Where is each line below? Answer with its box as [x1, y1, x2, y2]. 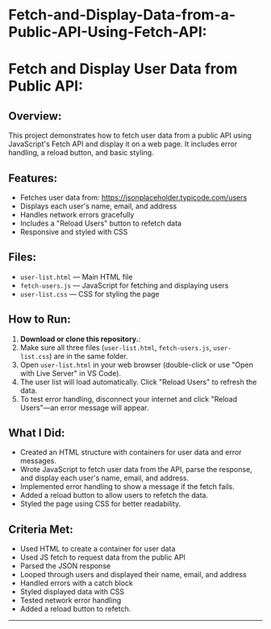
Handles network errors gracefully [19, 210, 135, 219]
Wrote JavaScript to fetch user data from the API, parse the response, [19, 465, 252, 475]
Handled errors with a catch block [19, 578, 133, 588]
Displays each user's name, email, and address [19, 201, 177, 211]
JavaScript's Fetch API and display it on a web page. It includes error [8, 139, 238, 149]
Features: [8, 171, 58, 185]
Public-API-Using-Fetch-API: [8, 23, 207, 41]
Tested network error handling [19, 596, 122, 606]
